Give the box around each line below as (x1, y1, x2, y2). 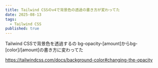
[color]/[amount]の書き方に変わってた (5, 47, 84, 53)
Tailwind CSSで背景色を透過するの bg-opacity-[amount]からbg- (5, 41, 138, 47)
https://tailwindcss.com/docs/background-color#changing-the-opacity (5, 57, 153, 63)
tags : (5, 17, 17, 22)
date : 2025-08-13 (5, 12, 42, 17)
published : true (5, 26, 39, 31)
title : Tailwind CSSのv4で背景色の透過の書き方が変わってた (5, 7, 120, 13)
